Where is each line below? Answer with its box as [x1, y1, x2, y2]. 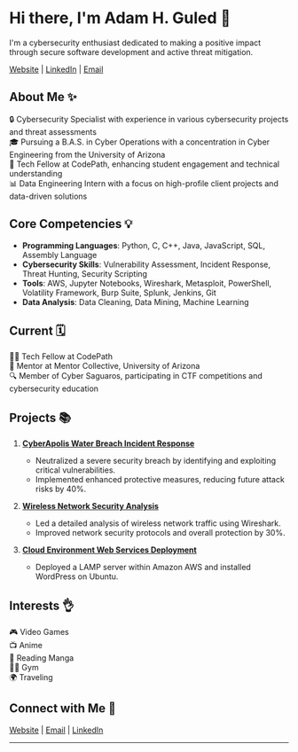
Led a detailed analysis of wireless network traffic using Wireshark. [35, 518, 281, 529]
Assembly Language [21, 249, 98, 260]
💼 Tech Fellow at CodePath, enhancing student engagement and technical [9, 159, 280, 169]
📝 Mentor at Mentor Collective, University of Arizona [9, 361, 200, 372]
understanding [9, 168, 63, 178]
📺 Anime [9, 640, 43, 650]
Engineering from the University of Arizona [9, 149, 166, 160]
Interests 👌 [9, 598, 74, 613]
